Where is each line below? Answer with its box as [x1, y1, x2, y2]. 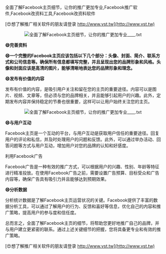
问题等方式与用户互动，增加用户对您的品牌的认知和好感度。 [9, 143, 131, 148]
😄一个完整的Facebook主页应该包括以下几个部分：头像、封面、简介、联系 [5, 53, 156, 59]
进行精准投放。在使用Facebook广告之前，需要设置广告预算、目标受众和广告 [5, 170, 160, 176]
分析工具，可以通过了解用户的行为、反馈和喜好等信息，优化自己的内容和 [9, 203, 157, 209]
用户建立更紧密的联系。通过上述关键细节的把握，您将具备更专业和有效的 [9, 226, 157, 232]
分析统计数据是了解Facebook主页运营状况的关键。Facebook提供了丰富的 [5, 197, 154, 203]
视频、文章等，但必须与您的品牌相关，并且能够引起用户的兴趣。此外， [13, 92, 157, 98]
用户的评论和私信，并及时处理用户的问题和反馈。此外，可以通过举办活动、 [5, 136, 157, 142]
